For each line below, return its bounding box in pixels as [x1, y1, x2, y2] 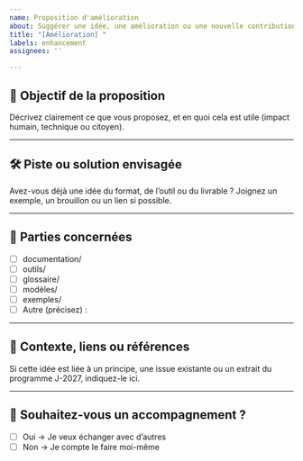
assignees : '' [9, 47, 63, 56]
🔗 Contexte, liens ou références [9, 339, 190, 355]
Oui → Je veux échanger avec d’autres [22, 431, 167, 442]
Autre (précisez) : [22, 303, 87, 315]
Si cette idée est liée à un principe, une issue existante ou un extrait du [9, 363, 272, 374]
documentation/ [22, 253, 82, 264]
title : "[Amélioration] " [9, 30, 106, 39]
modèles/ [22, 284, 59, 294]
